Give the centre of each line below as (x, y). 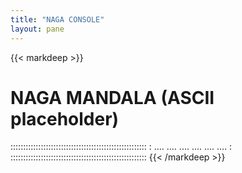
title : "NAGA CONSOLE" (57, 19)
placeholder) (65, 118)
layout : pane (37, 29)
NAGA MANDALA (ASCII (112, 97)
